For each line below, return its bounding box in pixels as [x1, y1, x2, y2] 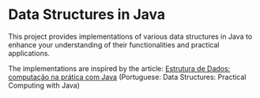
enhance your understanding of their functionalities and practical [8, 40, 220, 49]
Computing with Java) [8, 81, 81, 90]
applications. [8, 48, 50, 58]
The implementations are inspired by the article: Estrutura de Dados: [8, 63, 231, 73]
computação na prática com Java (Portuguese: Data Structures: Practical [8, 72, 247, 81]
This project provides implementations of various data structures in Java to [8, 32, 253, 41]
